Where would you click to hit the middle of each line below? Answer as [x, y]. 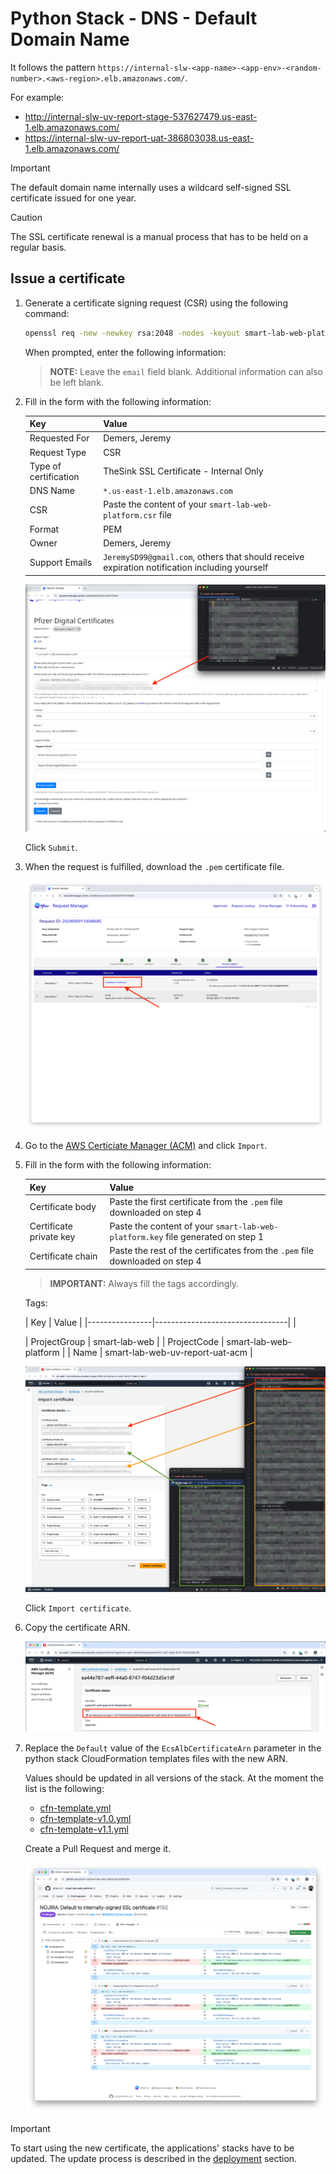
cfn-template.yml [75, 1808]
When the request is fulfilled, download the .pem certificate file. [154, 866]
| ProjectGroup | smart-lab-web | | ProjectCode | [124, 1341]
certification [54, 476]
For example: [37, 97]
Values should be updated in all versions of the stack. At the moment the [174, 1778]
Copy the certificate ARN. [77, 1627]
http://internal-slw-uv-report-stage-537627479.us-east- [141, 116]
